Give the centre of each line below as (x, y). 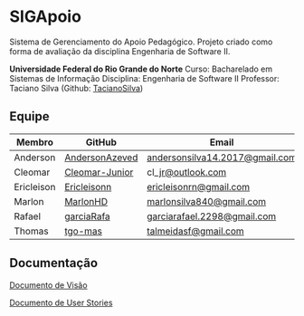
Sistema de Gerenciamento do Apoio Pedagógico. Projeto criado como (141, 42)
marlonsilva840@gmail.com (206, 201)
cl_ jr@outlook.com (186, 172)
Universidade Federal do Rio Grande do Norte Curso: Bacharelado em (141, 69)
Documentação (53, 263)
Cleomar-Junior (99, 172)
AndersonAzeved (101, 158)
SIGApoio (45, 17)
